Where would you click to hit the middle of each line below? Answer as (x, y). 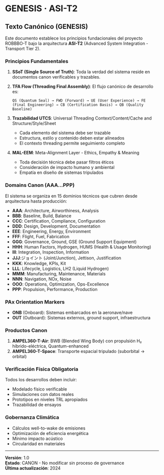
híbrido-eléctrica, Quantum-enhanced (50, 346)
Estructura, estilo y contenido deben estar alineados (72, 138)
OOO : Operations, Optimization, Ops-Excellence (61, 284)
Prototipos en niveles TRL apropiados (50, 400)
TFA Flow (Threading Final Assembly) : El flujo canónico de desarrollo (83, 86)
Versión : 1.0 (17, 457)
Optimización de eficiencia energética (50, 433)
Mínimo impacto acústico (37, 438)
